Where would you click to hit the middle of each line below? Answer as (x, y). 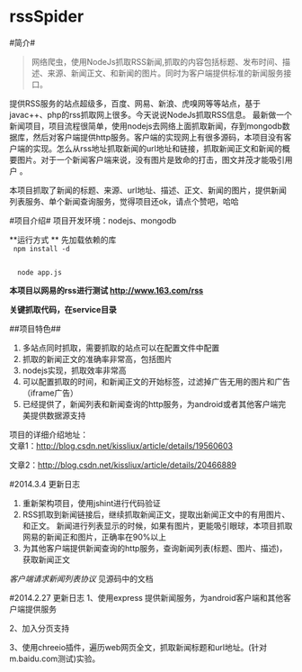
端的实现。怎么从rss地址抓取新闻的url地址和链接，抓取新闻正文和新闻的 (150, 148)
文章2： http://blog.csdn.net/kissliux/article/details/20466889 (123, 465)
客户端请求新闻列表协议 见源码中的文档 (81, 578)
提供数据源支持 (58, 415)
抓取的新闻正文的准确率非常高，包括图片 (97, 359)
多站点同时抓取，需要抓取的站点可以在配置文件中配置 (121, 348)
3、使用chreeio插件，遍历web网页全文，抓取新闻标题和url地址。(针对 (138, 647)
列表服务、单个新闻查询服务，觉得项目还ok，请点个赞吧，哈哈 (124, 201)
